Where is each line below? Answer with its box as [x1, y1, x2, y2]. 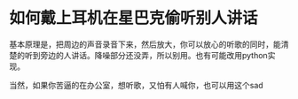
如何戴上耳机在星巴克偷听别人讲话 [9, 8, 259, 28]
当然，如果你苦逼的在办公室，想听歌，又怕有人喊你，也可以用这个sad [9, 80, 263, 90]
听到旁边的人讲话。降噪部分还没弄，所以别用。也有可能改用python [24, 49, 268, 60]
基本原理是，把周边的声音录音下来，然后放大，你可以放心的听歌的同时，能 [9, 39, 281, 49]
